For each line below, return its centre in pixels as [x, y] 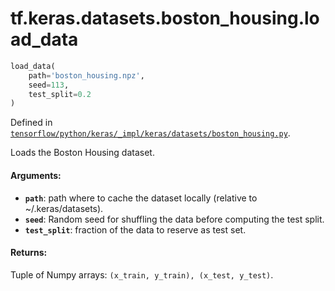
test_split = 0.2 [60, 94]
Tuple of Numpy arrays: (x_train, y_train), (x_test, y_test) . [142, 274]
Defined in [31, 123]
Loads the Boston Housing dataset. [82, 153]
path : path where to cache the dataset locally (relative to [141, 198]
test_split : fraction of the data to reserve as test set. [135, 229]
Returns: [29, 253]
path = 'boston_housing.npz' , [86, 75]
